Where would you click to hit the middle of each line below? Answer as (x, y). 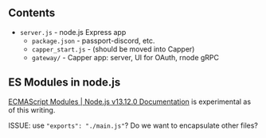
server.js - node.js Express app (73, 32)
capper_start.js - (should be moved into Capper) (113, 49)
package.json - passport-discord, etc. (93, 40)
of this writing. (32, 109)
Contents (32, 13)
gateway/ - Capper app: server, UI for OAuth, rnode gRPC (125, 57)
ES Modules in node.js (65, 82)
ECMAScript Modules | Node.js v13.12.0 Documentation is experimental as (130, 102)
